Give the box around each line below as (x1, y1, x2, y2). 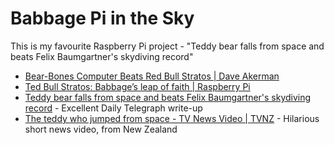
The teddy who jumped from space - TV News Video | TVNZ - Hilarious (24, 112, 320, 124)
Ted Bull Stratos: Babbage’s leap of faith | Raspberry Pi (24, 80, 251, 92)
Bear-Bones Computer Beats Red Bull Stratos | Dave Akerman (24, 70, 280, 82)
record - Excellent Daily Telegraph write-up (24, 102, 203, 114)
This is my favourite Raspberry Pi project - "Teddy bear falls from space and (10, 40, 325, 52)
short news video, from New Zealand (24, 123, 178, 135)
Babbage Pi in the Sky (10, 7, 195, 30)
